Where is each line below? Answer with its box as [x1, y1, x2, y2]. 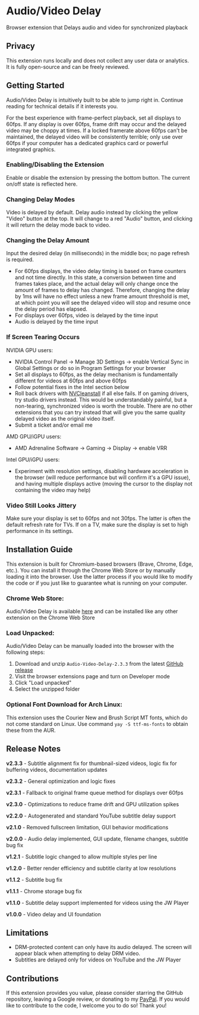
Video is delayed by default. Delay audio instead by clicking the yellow [6, 209, 178, 216]
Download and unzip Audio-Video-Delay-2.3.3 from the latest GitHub [14, 660, 184, 668]
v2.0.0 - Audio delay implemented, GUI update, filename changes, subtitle [6, 835, 188, 842]
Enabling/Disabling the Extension [6, 161, 105, 169]
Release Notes [6, 744, 61, 754]
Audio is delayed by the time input [14, 318, 99, 325]
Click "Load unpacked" [14, 679, 72, 687]
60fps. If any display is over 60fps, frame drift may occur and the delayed [6, 120, 187, 127]
